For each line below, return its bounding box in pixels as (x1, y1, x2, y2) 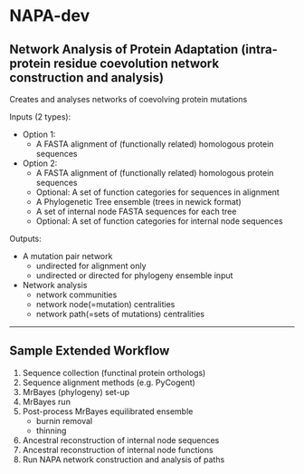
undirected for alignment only (35, 260, 147, 271)
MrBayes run (22, 396, 71, 407)
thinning (35, 425, 67, 436)
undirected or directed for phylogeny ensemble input (35, 270, 233, 281)
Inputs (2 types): (9, 111, 71, 122)
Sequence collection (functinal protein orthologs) (22, 367, 206, 378)
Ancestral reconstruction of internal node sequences (22, 434, 220, 445)
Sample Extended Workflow (9, 343, 170, 359)
